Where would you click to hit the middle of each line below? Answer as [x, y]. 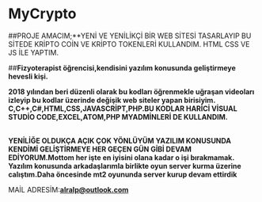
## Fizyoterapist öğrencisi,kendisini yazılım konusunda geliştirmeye [122, 67]
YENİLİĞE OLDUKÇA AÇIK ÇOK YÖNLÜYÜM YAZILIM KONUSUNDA [120, 140]
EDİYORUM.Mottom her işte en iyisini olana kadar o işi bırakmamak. [122, 157]
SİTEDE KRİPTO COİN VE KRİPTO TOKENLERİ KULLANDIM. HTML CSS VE [129, 44]
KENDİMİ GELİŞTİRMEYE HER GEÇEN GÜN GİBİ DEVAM [100, 149]
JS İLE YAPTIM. [34, 52]
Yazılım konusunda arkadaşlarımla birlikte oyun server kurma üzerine [125, 166]
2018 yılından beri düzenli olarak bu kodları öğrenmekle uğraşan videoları [131, 91]
